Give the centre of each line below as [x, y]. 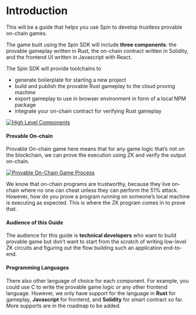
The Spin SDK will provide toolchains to [54, 68]
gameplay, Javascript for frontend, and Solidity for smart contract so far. [95, 299]
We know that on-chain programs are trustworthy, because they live [88, 184]
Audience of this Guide [35, 222]
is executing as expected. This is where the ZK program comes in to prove [96, 203]
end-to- [173, 248]
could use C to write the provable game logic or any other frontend [87, 287]
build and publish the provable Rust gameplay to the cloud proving [95, 86]
